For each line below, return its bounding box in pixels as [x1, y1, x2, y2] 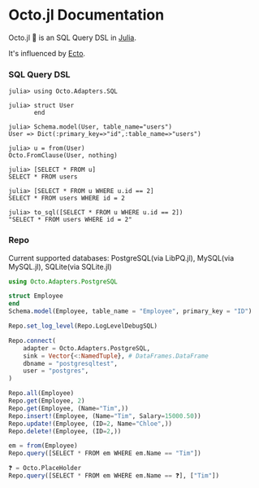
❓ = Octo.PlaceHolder [8, 464, 82, 473]
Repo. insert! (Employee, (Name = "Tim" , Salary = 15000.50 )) [8, 411, 201, 420]
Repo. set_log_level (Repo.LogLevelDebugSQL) [8, 322, 158, 331]
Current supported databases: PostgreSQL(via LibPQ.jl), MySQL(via [8, 253, 235, 262]
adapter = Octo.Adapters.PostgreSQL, [23, 344, 151, 352]
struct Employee [8, 292, 63, 301]
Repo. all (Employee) [8, 389, 75, 398]
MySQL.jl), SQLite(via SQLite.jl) [8, 262, 112, 271]
